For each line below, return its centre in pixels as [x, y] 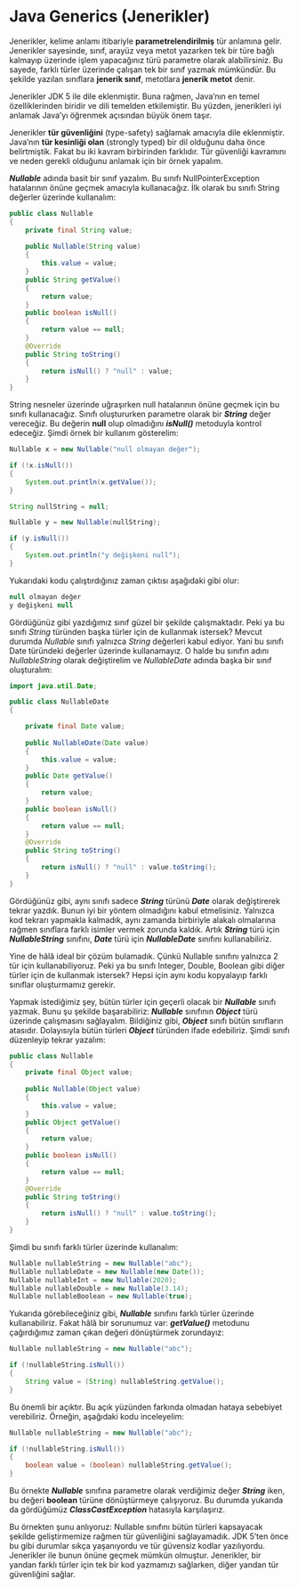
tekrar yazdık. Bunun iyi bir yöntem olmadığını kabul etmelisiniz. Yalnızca [142, 910]
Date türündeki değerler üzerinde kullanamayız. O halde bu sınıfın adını [139, 650]
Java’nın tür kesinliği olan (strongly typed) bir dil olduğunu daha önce [137, 142]
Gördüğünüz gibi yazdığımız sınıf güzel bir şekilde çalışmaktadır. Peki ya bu [147, 622]
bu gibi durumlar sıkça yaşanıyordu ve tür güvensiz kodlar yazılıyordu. [137, 1546]
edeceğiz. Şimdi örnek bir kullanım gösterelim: [94, 433]
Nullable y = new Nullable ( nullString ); [85, 522]
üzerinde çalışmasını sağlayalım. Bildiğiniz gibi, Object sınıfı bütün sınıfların [146, 1020]
